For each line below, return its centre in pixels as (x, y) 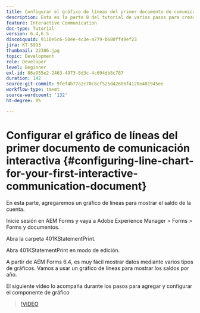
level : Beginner (26, 67)
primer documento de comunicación (98, 148)
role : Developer (26, 62)
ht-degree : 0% (24, 100)
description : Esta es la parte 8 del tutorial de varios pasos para (93, 17)
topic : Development (30, 56)
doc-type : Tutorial (30, 28)
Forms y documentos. (33, 227)
